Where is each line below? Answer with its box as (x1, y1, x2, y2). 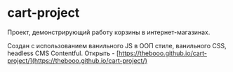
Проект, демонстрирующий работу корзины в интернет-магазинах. (7, 28, 211, 36)
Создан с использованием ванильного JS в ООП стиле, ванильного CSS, (7, 41, 227, 50)
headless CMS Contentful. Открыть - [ (7, 49, 119, 57)
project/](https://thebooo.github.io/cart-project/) (7, 56, 147, 64)
